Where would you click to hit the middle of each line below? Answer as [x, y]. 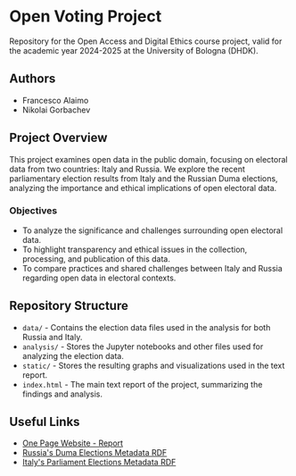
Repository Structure [69, 306]
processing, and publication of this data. [96, 259]
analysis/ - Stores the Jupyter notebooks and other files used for [143, 347]
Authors [33, 79]
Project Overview [58, 138]
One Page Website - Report [72, 443]
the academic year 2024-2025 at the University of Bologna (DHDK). [134, 50]
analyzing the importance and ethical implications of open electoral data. [143, 188]
